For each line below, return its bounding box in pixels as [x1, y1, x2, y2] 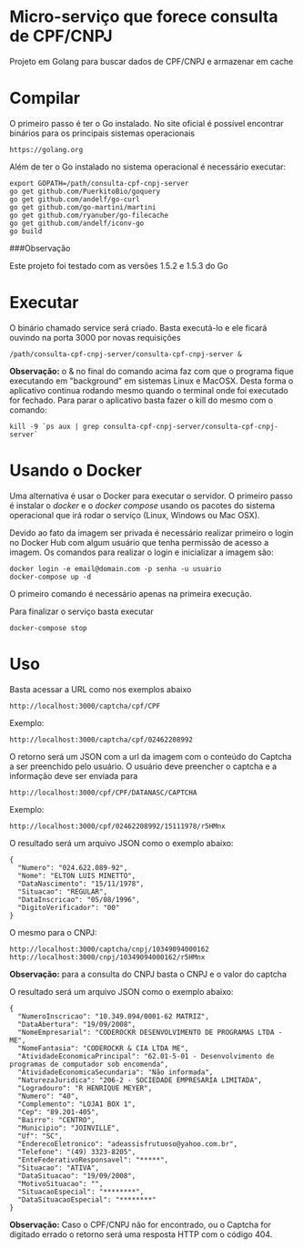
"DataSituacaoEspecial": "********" [17, 1195, 157, 1204]
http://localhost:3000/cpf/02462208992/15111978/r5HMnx [9, 822, 226, 831]
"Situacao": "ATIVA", [17, 1163, 100, 1172]
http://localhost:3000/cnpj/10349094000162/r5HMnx [9, 952, 206, 962]
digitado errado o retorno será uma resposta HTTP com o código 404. [9, 1228, 273, 1240]
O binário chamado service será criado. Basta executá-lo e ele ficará [9, 322, 268, 333]
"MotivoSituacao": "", [17, 1179, 104, 1188]
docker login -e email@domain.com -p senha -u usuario [9, 564, 222, 573]
